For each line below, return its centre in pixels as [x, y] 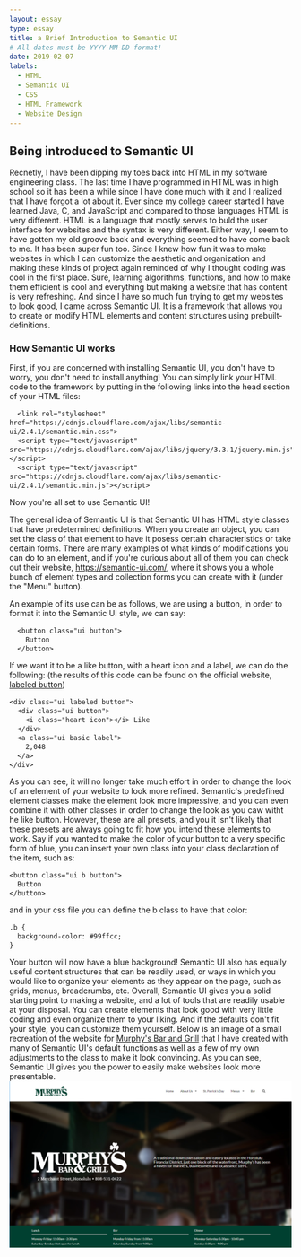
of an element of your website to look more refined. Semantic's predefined [147, 791]
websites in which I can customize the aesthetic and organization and [138, 258]
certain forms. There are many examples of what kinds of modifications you [149, 548]
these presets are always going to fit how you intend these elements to [140, 829]
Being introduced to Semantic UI [102, 151]
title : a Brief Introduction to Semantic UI [94, 38]
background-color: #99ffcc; [70, 937]
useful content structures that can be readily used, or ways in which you [142, 972]
